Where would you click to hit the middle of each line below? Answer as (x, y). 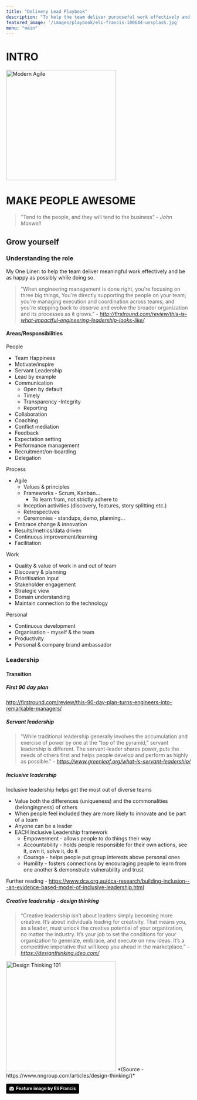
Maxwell (30, 223)
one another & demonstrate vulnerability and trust (83, 870)
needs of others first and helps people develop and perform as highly (104, 755)
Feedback (27, 433)
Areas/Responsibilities (34, 334)
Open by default (43, 389)
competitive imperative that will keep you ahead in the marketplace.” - (105, 947)
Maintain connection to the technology (61, 603)
